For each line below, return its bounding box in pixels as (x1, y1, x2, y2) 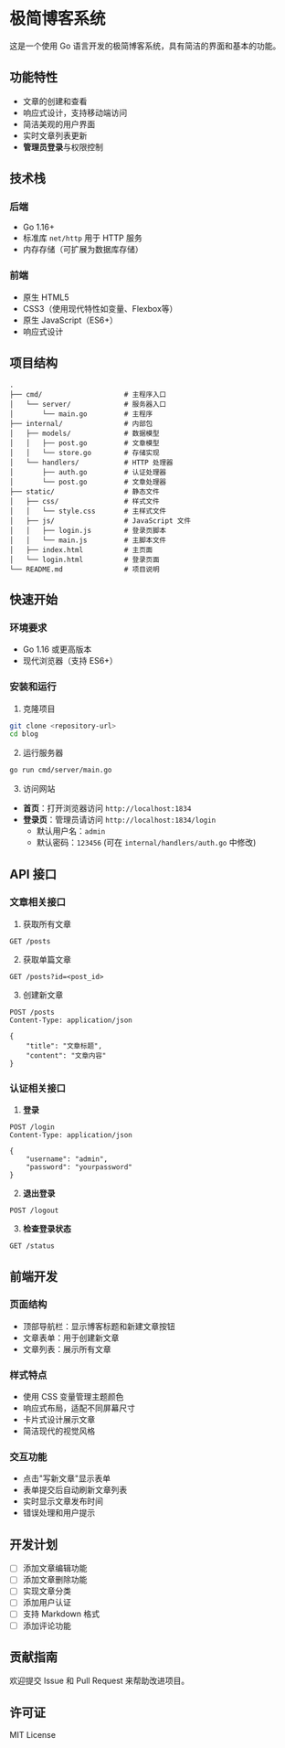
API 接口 (9, 866, 58, 882)
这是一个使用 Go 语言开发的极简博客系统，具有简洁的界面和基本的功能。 (9, 40, 281, 51)
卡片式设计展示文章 (22, 1414, 96, 1425)
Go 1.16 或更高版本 (22, 644, 92, 655)
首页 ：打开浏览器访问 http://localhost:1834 (22, 803, 192, 814)
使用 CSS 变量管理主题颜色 (22, 1391, 124, 1402)
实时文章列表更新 (22, 130, 88, 141)
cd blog (9, 730, 39, 739)
